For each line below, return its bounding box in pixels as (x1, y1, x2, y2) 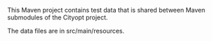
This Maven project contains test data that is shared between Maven (7, 6, 206, 14)
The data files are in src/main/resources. (7, 27, 125, 35)
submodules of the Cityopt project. (7, 13, 108, 22)
